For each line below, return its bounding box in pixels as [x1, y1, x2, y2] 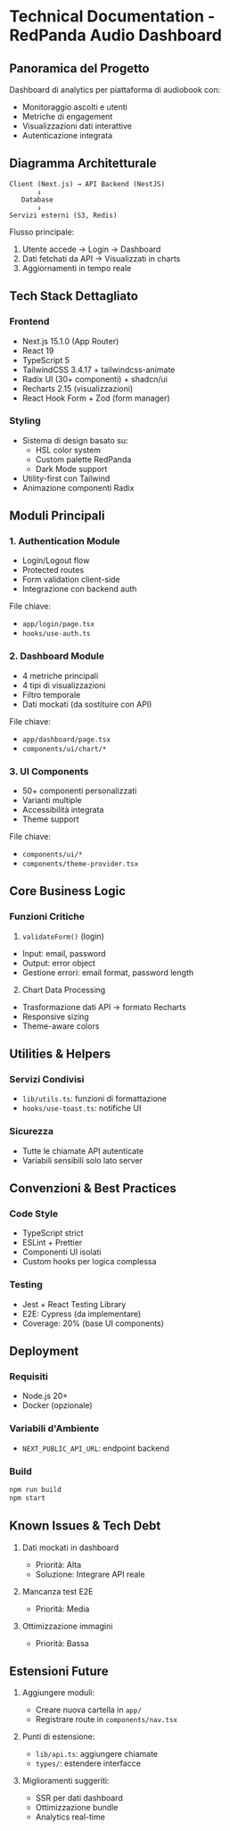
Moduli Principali [9, 509, 105, 524]
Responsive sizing [21, 1011, 89, 1022]
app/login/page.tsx [21, 620, 95, 629]
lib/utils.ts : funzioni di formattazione [21, 1093, 168, 1104]
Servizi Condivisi [9, 1073, 85, 1086]
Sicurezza [9, 1125, 53, 1138]
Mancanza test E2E [21, 1586, 94, 1596]
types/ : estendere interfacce [35, 1758, 141, 1769]
